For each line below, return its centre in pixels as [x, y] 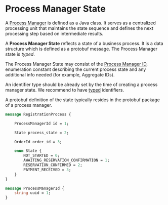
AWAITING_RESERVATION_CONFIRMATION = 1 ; [67, 160]
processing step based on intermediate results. [54, 33]
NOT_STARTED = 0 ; [41, 156]
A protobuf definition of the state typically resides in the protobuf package [83, 100]
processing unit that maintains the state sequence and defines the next [79, 28]
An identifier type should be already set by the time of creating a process [81, 85]
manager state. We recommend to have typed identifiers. [65, 90]
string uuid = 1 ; [33, 193]
